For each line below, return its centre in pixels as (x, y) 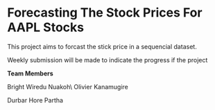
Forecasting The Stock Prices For (105, 13)
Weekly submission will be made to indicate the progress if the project (108, 59)
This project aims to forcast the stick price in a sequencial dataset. (102, 46)
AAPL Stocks (46, 27)
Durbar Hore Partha (35, 100)
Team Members (30, 73)
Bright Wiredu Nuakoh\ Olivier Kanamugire (68, 86)
